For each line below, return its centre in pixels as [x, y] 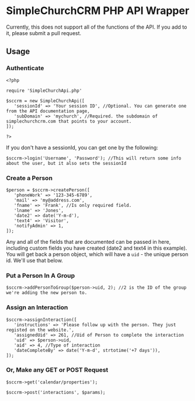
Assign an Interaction [37, 307]
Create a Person [29, 178]
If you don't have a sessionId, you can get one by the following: [82, 147]
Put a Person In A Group [40, 275]
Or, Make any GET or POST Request [57, 370]
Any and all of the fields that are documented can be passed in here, [88, 241]
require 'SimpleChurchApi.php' [44, 91]
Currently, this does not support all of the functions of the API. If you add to [97, 27]
